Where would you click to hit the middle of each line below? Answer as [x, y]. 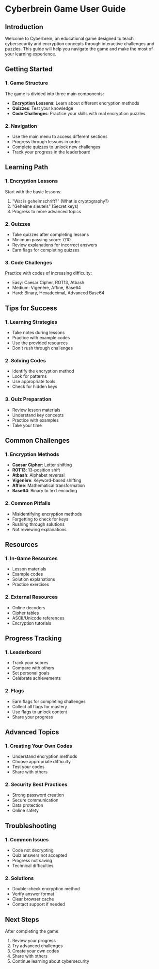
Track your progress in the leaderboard [51, 152]
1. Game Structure [27, 83]
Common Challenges [37, 440]
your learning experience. [31, 54]
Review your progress [34, 941]
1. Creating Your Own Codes [39, 746]
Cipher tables [25, 613]
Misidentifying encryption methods [47, 514]
